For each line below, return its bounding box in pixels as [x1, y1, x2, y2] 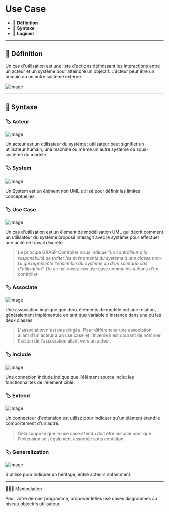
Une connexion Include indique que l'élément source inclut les [5, 374, 134, 380]
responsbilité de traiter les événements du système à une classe [17, 255, 151, 261]
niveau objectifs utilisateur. [5, 501, 61, 507]
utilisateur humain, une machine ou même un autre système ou [5, 146, 136, 152]
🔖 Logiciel [12, 30, 34, 36]
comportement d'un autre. [5, 420, 60, 426]
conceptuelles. [5, 193, 36, 199]
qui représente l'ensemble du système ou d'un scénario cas [23, 260, 148, 267]
